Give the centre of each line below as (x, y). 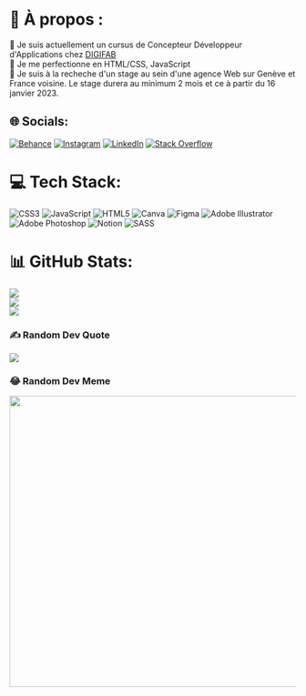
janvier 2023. (34, 93)
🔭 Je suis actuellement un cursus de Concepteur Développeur (126, 45)
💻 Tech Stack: (66, 182)
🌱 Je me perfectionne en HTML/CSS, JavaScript (100, 64)
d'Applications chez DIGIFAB (63, 54)
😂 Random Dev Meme (60, 380)
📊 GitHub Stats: (71, 262)
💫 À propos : (56, 20)
